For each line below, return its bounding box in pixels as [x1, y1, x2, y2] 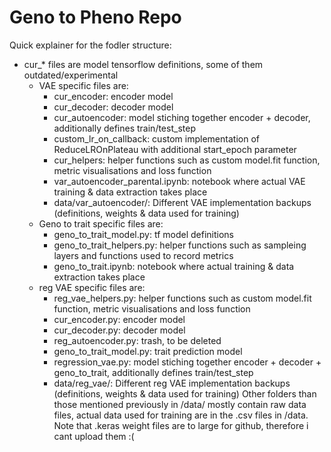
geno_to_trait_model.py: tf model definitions [53, 228, 234, 240]
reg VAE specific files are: [38, 281, 146, 293]
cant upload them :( [53, 430, 135, 442]
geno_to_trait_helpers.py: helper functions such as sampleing [53, 239, 307, 251]
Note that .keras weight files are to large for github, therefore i [53, 419, 309, 431]
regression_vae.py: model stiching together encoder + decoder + [53, 356, 322, 368]
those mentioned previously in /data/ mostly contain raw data [53, 398, 307, 410]
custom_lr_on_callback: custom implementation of [53, 132, 260, 145]
